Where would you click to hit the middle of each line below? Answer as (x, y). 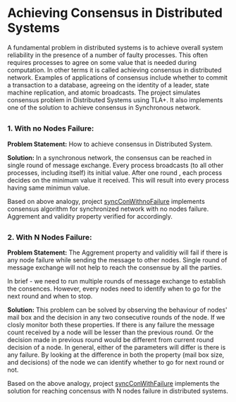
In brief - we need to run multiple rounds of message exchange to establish (117, 281)
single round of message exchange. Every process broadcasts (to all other (116, 165)
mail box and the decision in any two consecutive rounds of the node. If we (116, 317)
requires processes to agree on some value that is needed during (102, 62)
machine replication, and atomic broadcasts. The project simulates (104, 92)
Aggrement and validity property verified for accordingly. (90, 216)
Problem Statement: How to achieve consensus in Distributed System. (110, 144)
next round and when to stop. (50, 296)
